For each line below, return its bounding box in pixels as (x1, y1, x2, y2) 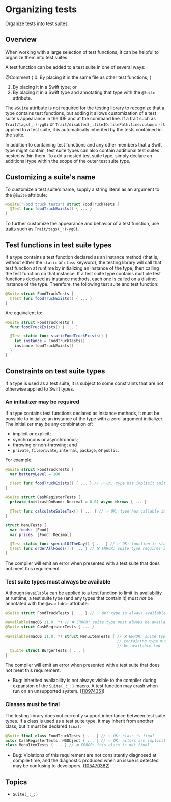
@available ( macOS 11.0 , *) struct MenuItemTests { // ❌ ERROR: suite (5, 634, 157, 639)
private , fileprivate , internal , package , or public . (12, 447, 119, 453)
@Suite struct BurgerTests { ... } (10, 648, 85, 653)
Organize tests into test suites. (5, 20, 69, 27)
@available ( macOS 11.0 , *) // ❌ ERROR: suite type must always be (5, 620, 150, 625)
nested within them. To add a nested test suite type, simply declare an (5, 152, 153, 159)
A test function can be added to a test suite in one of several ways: (5, 64, 146, 70)
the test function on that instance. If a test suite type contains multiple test (5, 271, 161, 276)
